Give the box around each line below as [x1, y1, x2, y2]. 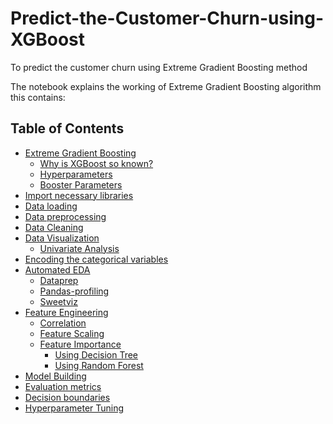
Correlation [39, 317, 87, 329]
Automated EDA [24, 263, 91, 276]
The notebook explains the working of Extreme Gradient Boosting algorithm [10, 80, 322, 92]
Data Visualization [24, 232, 100, 244]
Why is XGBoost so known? [39, 157, 154, 169]
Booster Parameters [39, 178, 123, 191]
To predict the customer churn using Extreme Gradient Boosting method [10, 61, 308, 73]
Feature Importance [39, 338, 122, 350]
